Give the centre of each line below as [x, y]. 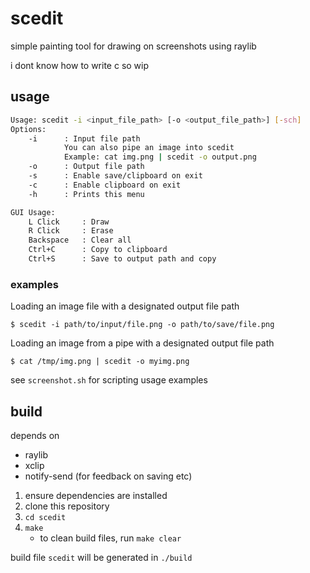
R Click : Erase [71, 231]
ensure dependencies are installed [96, 495]
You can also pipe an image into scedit [149, 148]
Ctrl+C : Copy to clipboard [98, 250]
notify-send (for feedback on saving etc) [108, 476]
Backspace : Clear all [80, 240]
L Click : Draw [69, 222]
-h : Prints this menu [86, 194]
